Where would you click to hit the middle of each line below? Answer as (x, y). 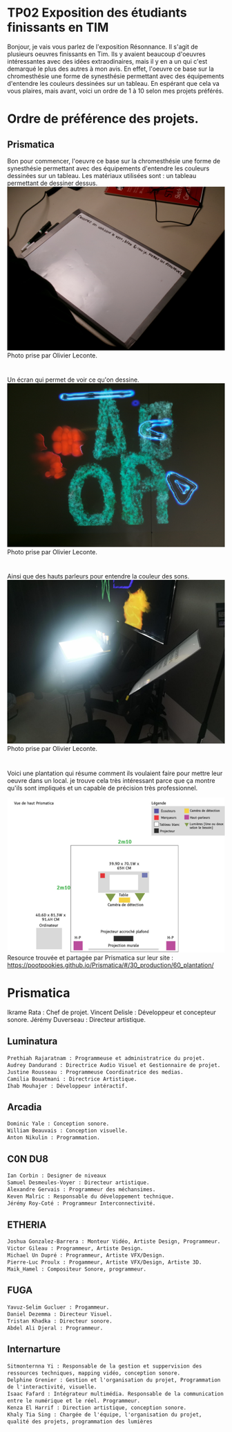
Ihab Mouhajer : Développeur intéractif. (68, 1086)
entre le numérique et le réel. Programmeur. (74, 1401)
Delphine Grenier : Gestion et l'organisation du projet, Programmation (114, 1380)
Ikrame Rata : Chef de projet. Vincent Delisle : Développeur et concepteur (112, 1012)
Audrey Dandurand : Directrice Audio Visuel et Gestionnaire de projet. (114, 1065)
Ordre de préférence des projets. (103, 119)
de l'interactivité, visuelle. (52, 1387)
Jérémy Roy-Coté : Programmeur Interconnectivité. (81, 1203)
